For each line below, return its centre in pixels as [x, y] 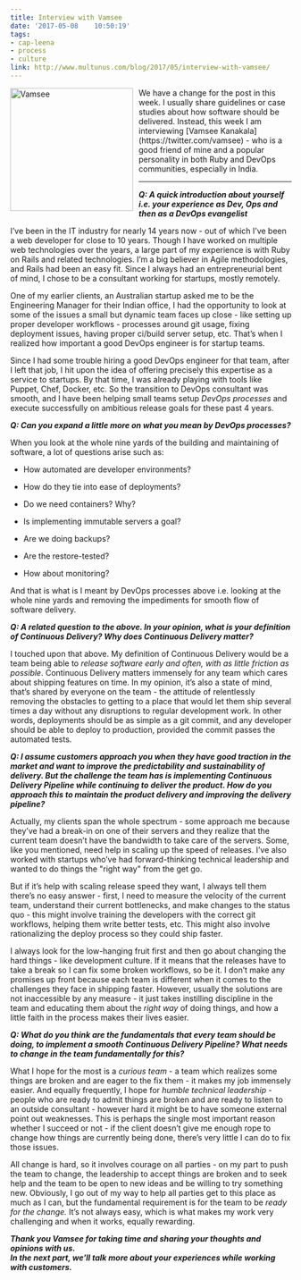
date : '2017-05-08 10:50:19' [70, 26]
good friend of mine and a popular [202, 149]
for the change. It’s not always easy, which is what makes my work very [142, 1211]
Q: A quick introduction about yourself [212, 194]
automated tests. [41, 739]
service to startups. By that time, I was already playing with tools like [136, 379]
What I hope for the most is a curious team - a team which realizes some [144, 1071]
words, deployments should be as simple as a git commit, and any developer [151, 720]
